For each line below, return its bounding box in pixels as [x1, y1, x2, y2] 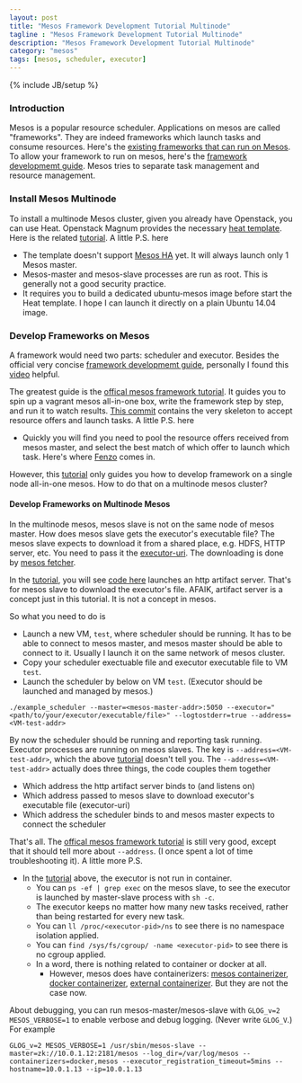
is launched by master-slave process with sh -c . [35, 892, 215, 903]
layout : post [9, 13, 58, 22]
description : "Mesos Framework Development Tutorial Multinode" [9, 38, 255, 48]
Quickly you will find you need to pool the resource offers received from [22, 432, 289, 443]
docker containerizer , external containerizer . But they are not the [49, 978, 289, 989]
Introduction [9, 102, 65, 114]
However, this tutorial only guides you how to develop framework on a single [9, 468, 293, 479]
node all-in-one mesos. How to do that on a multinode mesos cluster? [9, 478, 268, 489]
